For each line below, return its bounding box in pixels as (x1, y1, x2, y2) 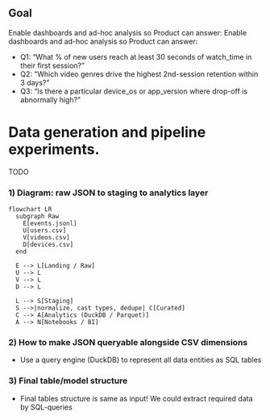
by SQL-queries (19, 402, 73, 412)
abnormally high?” (19, 94, 81, 104)
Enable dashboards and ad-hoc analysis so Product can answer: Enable (8, 27, 247, 37)
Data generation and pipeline (8, 123, 206, 141)
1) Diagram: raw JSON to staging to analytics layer (8, 187, 209, 198)
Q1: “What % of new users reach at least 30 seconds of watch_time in (19, 52, 252, 61)
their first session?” (19, 60, 85, 70)
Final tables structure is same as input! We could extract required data (19, 393, 253, 403)
